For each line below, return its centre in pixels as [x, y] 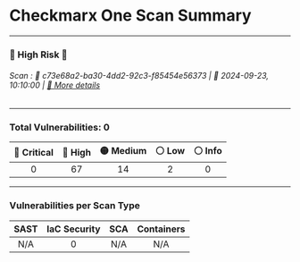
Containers [161, 229]
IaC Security [73, 229]
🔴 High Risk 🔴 [39, 55]
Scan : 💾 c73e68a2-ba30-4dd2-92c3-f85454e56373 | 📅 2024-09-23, [139, 76]
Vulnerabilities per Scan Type [75, 206]
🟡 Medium [123, 151]
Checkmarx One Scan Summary [130, 16]
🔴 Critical [33, 152]
